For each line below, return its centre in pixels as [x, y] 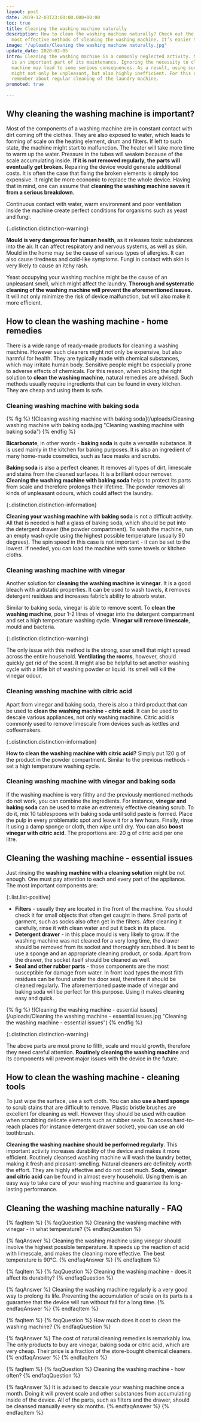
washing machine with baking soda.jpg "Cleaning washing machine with [95, 425]
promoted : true [25, 85]
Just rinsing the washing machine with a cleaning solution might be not [96, 872]
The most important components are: [52, 885]
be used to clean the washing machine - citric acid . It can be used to [92, 711]
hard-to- [184, 1120]
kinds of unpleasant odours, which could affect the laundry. [80, 493]
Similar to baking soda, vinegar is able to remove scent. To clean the [91, 608]
